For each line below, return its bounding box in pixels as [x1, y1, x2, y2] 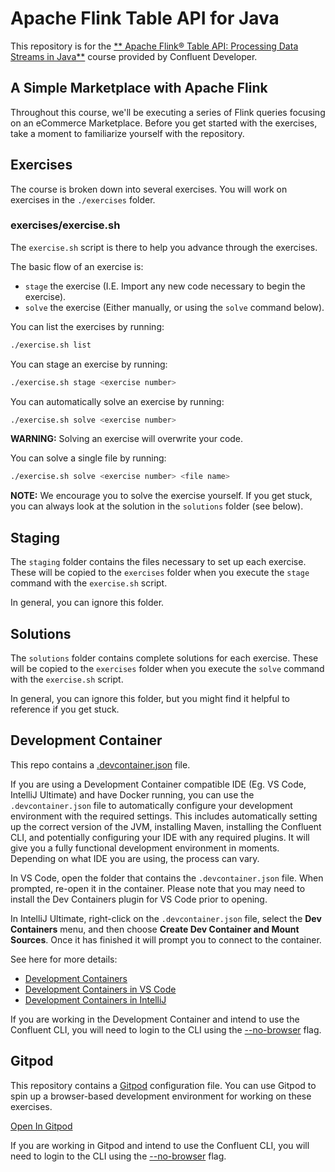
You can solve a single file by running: [10, 452, 167, 464]
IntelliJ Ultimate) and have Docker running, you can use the [10, 788, 255, 801]
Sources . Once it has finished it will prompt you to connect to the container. [10, 933, 322, 946]
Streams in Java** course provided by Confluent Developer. [10, 50, 258, 62]
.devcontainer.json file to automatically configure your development [10, 799, 293, 811]
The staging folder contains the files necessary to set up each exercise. [10, 556, 307, 568]
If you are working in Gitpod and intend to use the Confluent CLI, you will [10, 1139, 310, 1151]
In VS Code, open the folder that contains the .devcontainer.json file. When [10, 872, 324, 884]
